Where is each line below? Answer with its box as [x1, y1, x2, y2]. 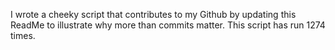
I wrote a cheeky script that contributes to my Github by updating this [10, 9, 297, 20]
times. [10, 30, 36, 41]
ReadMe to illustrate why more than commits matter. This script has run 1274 [10, 19, 326, 31]
